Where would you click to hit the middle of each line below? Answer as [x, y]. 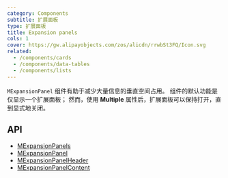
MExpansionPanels [44, 146]
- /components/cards [42, 58]
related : [19, 52]
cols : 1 [18, 39]
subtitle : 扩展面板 [33, 20]
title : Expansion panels [42, 32]
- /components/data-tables [52, 64]
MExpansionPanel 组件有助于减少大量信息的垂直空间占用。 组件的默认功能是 [113, 91]
